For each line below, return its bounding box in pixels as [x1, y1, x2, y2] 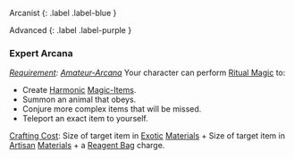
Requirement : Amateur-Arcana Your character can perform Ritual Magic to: [9, 67, 286, 79]
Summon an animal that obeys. [21, 94, 137, 105]
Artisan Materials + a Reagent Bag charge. [9, 140, 165, 151]
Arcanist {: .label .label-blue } [9, 8, 117, 18]
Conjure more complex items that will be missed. [21, 104, 202, 114]
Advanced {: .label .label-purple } [9, 25, 132, 35]
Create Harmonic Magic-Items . [21, 85, 137, 96]
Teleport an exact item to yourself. [21, 113, 149, 124]
